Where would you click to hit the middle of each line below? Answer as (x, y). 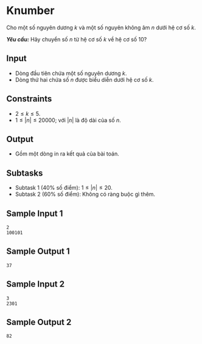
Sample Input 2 (36, 284)
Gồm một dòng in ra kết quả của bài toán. (67, 154)
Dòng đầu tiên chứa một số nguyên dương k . (71, 73)
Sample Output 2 (39, 322)
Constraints (29, 99)
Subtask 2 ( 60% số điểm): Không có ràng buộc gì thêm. (85, 194)
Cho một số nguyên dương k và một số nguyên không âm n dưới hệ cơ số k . (101, 27)
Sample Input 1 (35, 213)
